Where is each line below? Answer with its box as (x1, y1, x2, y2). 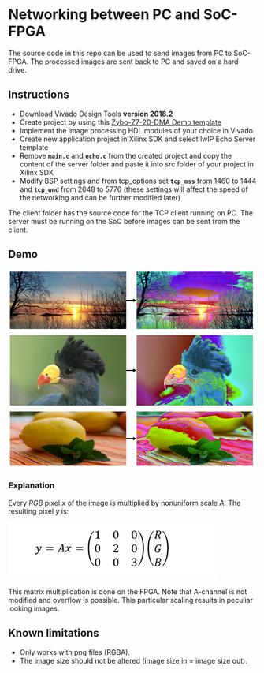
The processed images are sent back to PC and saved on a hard (30, 57, 239, 66)
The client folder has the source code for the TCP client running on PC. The (8, 208, 254, 218)
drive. (8, 65, 28, 74)
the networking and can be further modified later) (19, 193, 181, 202)
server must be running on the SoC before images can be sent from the (8, 216, 240, 226)
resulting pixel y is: (8, 507, 69, 516)
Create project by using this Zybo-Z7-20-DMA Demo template (19, 117, 222, 127)
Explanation (8, 480, 55, 491)
